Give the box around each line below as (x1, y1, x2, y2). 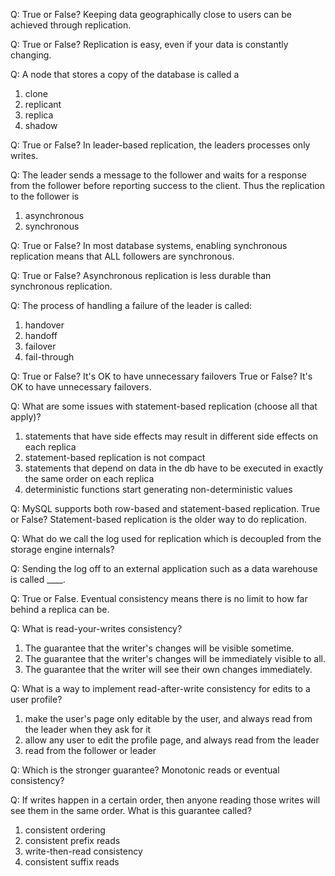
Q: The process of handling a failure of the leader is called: (10, 300, 253, 311)
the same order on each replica (24, 473, 155, 484)
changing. (10, 49, 52, 61)
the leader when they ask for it (24, 724, 152, 735)
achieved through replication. (10, 19, 132, 31)
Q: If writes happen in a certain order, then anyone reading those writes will (10, 794, 321, 806)
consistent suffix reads (24, 856, 120, 868)
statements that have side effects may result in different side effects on (24, 430, 319, 442)
